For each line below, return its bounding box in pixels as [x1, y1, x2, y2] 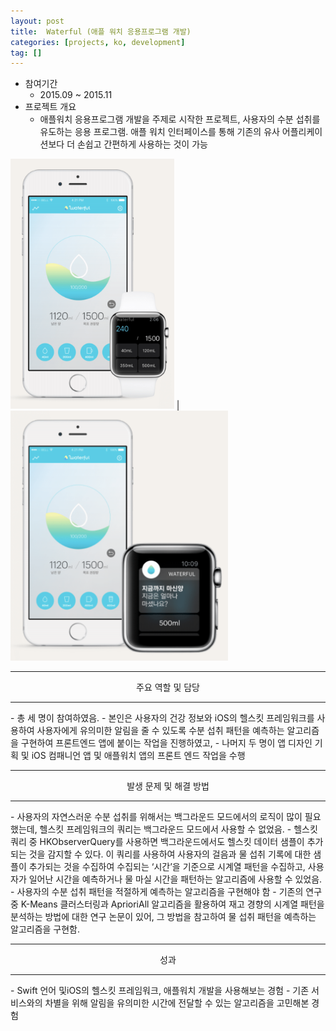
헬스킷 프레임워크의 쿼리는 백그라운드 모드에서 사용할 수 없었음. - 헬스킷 [39, 823, 318, 835]
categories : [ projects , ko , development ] [10, 37, 186, 47]
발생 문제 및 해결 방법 [126, 780, 210, 792]
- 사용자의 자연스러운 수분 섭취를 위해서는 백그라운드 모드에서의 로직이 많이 [10, 811, 303, 823]
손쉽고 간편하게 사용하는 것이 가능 [76, 138, 208, 150]
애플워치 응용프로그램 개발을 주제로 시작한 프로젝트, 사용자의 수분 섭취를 [39, 113, 321, 125]
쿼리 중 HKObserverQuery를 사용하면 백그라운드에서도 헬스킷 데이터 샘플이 [10, 836, 305, 848]
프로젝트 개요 [24, 101, 77, 113]
